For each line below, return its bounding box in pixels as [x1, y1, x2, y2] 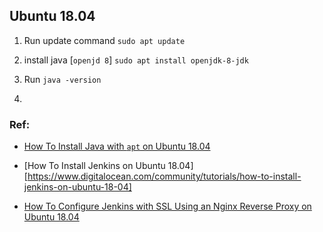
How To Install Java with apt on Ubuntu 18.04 [23, 140, 211, 153]
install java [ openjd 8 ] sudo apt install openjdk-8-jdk [23, 54, 249, 66]
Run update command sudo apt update [23, 34, 186, 46]
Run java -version [23, 73, 102, 85]
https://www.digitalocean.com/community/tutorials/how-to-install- [27, 170, 302, 183]
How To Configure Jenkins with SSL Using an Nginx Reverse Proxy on [23, 200, 312, 213]
